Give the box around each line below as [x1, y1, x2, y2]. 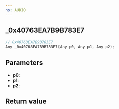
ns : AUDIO [5, 7, 26, 13]
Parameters [5, 58, 43, 67]
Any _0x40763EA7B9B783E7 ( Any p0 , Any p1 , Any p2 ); [5, 44, 115, 50]
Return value [5, 97, 47, 106]
